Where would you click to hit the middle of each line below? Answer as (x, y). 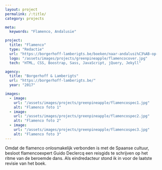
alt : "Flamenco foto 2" (38, 121)
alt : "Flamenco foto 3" (38, 134)
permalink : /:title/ (26, 14)
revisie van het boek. (26, 163)
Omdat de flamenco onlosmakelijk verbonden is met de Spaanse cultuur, (77, 148)
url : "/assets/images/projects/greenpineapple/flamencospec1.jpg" (82, 103)
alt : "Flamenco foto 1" (38, 107)
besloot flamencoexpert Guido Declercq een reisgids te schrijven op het (76, 153)
